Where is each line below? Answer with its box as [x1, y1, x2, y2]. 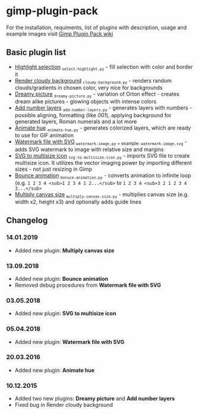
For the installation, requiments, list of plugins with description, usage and [6, 24, 187, 31]
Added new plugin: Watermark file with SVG [14, 338, 125, 346]
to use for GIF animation [14, 131, 74, 139]
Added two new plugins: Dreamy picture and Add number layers [14, 395, 175, 402]
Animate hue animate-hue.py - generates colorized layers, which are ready [14, 124, 191, 132]
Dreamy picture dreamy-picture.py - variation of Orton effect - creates [14, 90, 180, 99]
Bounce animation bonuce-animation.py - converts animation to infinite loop [14, 172, 191, 180]
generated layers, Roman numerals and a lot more [14, 118, 137, 125]
